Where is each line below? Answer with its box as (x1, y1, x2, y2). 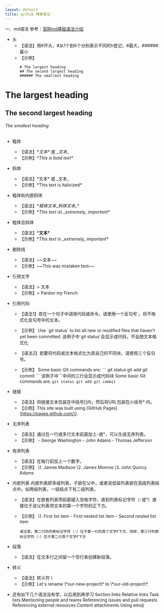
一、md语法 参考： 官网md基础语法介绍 (5, 26, 84, 32)
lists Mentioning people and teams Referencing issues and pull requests (12, 597, 158, 603)
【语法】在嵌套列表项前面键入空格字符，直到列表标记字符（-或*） (19, 497, 153, 502)
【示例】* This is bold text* (19, 155, 73, 161)
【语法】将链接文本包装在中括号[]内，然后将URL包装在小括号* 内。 (19, 399, 155, 405)
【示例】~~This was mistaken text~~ (19, 263, 94, 269)
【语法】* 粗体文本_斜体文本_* (19, 203, 79, 209)
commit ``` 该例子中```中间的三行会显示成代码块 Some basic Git (19, 373, 146, 379)
